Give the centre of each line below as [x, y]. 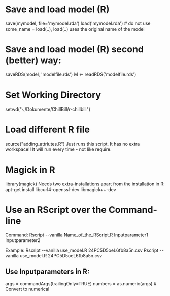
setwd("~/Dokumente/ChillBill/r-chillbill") [48, 109]
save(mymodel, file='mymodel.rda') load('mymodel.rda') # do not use [78, 23]
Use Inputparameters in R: [47, 272]
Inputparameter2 [23, 240]
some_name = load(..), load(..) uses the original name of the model [75, 29]
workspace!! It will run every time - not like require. [58, 149]
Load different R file [48, 130]
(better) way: [33, 60]
